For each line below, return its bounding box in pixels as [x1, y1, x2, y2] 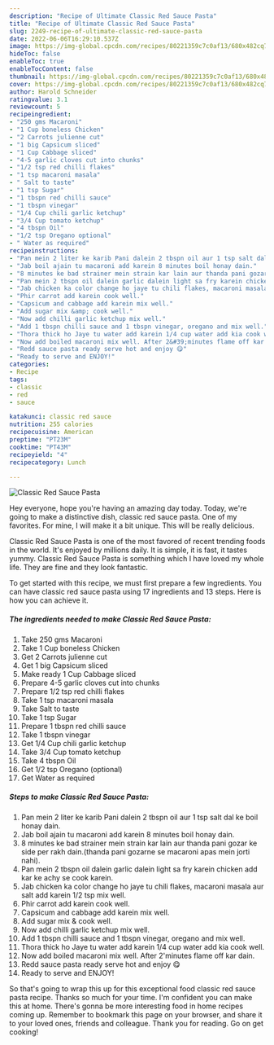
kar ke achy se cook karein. [20, 873, 114, 883]
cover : [9, 80, 32, 88]
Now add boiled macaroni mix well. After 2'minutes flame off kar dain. [20, 951, 255, 961]
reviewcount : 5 [9, 103, 61, 111]
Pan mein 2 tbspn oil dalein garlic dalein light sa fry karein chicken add [20, 864, 259, 874]
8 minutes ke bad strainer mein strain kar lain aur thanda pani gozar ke [20, 838, 258, 848]
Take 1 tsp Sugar [20, 713, 77, 722]
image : [9, 42, 32, 50]
